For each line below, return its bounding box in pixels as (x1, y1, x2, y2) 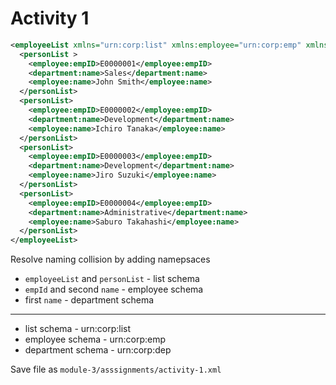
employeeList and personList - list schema (24, 273, 200, 285)
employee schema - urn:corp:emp (24, 333, 166, 346)
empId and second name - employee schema (24, 283, 204, 296)
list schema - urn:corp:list (24, 323, 132, 335)
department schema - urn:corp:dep (24, 344, 172, 356)
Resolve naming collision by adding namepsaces (10, 253, 211, 266)
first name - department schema (24, 294, 155, 306)
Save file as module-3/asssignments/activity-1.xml (10, 363, 222, 376)
